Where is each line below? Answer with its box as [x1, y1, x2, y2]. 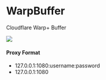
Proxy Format [6, 49, 40, 56]
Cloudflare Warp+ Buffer [6, 24, 67, 31]
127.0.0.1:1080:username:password [14, 62, 100, 69]
